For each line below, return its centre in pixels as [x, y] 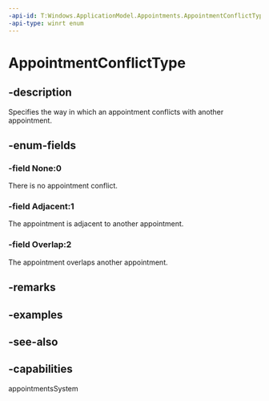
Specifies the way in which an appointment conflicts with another [116, 111]
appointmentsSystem [43, 388]
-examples [36, 315]
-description [40, 93]
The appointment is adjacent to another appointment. [96, 224]
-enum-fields [42, 145]
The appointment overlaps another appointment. [88, 262]
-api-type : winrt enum [46, 23]
